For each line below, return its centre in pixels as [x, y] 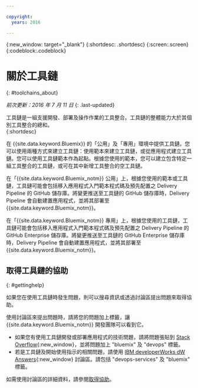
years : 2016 [26, 22]
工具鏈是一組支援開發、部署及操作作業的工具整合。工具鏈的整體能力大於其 [96, 118]
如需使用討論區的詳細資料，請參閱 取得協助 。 [60, 379]
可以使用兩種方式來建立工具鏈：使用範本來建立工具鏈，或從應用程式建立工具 [99, 151]
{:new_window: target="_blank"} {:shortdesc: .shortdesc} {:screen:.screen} [98, 44]
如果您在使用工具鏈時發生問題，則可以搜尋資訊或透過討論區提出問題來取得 [96, 297]
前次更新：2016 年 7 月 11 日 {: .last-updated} [60, 105]
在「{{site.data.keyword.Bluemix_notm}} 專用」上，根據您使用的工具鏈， [95, 221]
